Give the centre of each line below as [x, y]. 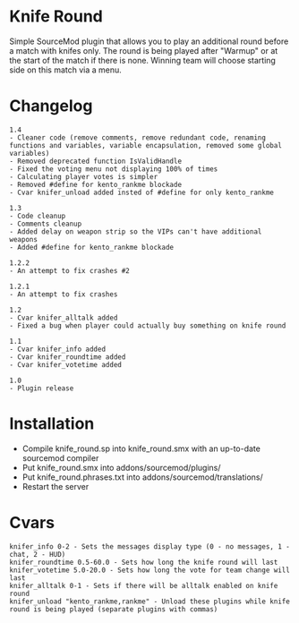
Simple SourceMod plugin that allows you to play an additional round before [149, 41]
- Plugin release [42, 388]
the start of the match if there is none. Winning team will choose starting [142, 60]
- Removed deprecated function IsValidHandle [95, 161]
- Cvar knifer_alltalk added [64, 318]
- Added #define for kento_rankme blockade [92, 247]
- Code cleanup [38, 216]
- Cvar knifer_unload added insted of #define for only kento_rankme [142, 192]
